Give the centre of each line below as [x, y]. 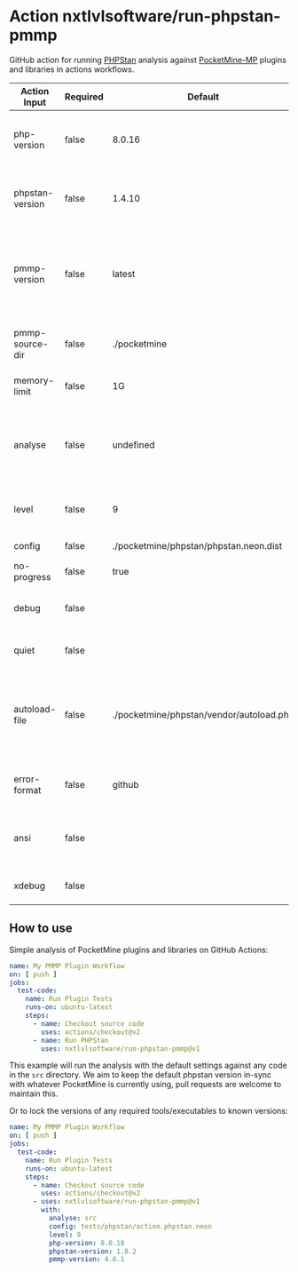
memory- [34, 380]
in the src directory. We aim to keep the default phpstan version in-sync [141, 1075]
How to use [41, 929]
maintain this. [34, 1093]
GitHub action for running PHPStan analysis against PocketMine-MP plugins [148, 60]
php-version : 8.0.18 [86, 1243]
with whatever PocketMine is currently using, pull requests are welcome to [145, 1085]
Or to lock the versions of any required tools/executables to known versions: [149, 1111]
